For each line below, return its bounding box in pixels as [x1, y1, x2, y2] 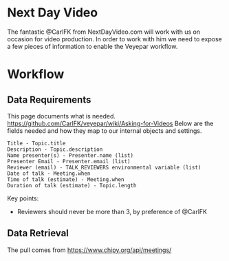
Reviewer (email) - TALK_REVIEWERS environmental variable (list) [7, 164, 201, 171]
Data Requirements [7, 94, 91, 105]
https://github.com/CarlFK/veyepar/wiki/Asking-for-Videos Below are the [7, 119, 214, 127]
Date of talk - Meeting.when [7, 170, 91, 177]
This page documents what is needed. [7, 112, 116, 120]
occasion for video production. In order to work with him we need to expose [7, 34, 222, 43]
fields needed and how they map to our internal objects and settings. [7, 126, 202, 135]
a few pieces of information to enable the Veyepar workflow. [7, 42, 178, 50]
